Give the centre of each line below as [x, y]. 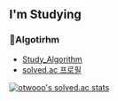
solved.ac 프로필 [51, 69]
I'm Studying [45, 15]
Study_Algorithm [52, 59]
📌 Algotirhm [35, 40]
